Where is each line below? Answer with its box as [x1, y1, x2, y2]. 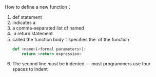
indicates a [12, 19, 36, 25]
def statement [12, 14, 42, 20]
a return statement [13, 31, 53, 36]
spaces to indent [12, 66, 48, 72]
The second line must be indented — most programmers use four [12, 60, 151, 67]
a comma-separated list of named [12, 25, 84, 31]
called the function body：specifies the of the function [12, 37, 129, 42]
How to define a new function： [5, 4, 72, 10]
